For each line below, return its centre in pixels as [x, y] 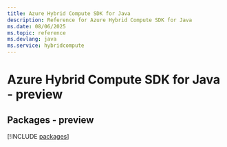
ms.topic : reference [37, 33]
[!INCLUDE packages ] [38, 136]
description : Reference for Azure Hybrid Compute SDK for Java [100, 20]
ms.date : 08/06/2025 [37, 26]
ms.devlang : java [32, 39]
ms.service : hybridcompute [46, 46]
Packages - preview [51, 120]
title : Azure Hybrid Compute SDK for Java [69, 13]
